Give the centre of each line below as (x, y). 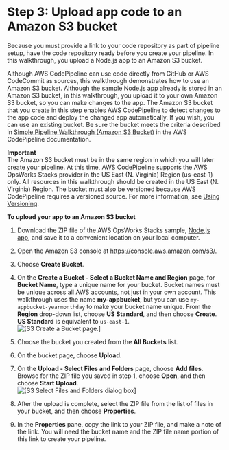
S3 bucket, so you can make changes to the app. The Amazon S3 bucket (110, 102)
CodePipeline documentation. (49, 139)
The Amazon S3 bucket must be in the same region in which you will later (111, 159)
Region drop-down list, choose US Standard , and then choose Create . (117, 314)
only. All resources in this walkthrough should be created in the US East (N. (113, 181)
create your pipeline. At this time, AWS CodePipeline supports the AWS (107, 167)
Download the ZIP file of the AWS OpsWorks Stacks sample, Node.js (113, 230)
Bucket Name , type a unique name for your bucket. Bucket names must (118, 284)
